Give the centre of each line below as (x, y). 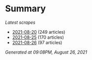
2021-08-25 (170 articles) (38, 37)
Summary (25, 9)
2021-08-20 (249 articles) (39, 32)
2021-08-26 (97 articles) (37, 42)
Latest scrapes (20, 22)
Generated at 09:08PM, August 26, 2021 (46, 52)
